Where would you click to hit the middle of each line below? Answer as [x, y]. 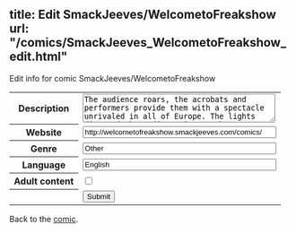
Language [44, 165]
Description [44, 108]
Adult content [44, 181]
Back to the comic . [44, 219]
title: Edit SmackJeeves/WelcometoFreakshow [143, 15]
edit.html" [39, 57]
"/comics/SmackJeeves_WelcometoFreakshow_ [148, 43]
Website [44, 133]
